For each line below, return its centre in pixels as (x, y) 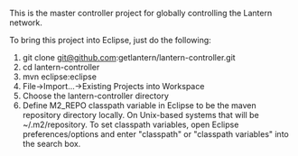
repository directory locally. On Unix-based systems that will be (140, 115)
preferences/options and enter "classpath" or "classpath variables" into (155, 134)
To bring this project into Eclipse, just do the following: (111, 40)
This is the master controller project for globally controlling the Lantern (141, 13)
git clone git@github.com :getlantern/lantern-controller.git (129, 57)
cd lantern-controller (61, 67)
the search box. (51, 144)
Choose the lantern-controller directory (96, 96)
